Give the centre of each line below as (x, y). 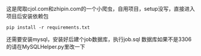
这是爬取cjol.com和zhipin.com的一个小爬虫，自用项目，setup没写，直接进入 (101, 9)
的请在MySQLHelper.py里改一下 (46, 47)
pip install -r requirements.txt (48, 27)
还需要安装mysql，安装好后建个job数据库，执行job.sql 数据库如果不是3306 (99, 39)
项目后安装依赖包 (27, 16)
